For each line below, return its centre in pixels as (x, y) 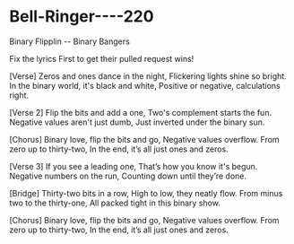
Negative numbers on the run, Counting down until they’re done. (128, 176)
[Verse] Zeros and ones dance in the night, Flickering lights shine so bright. (148, 76)
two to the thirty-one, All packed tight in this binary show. (115, 203)
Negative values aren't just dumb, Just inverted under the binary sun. (137, 122)
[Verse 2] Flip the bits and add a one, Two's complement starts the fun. (140, 112)
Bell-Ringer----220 (82, 17)
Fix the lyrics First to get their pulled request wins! (102, 58)
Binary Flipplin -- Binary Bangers (69, 41)
